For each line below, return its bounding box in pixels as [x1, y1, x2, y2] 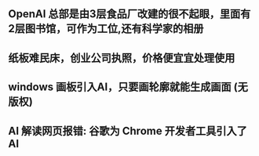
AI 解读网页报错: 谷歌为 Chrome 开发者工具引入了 [8, 124, 247, 137]
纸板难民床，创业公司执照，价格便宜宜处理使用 [8, 51, 235, 64]
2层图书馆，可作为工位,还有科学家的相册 [8, 22, 204, 35]
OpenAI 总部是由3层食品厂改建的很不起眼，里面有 [8, 7, 251, 21]
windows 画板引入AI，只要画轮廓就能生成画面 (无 [8, 81, 249, 94]
